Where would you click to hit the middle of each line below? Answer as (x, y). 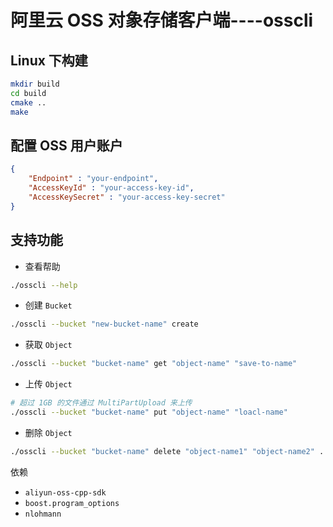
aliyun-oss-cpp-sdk (65, 492)
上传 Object (48, 384)
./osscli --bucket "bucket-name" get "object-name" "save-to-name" (154, 364)
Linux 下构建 (49, 60)
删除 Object (48, 432)
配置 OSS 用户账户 (66, 145)
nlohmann (43, 514)
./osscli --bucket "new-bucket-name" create (104, 324)
